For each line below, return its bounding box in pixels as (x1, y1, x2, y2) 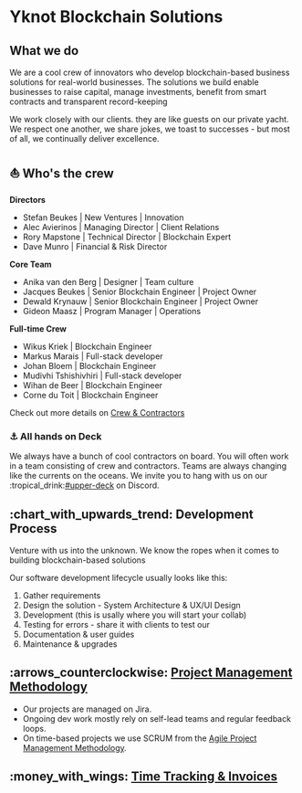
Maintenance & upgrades (22, 638, 118, 650)
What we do (9, 43, 79, 58)
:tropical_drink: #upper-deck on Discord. (9, 480, 160, 491)
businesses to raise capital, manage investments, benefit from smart (9, 87, 267, 97)
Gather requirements (22, 589, 101, 600)
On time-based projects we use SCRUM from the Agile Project (22, 733, 257, 744)
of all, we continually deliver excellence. (9, 133, 160, 143)
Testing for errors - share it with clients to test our (22, 619, 210, 629)
